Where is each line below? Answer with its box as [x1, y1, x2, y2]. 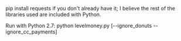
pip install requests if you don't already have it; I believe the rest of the [5, 5, 175, 12]
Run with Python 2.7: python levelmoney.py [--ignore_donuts [5, 23, 152, 29]
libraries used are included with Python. [5, 11, 101, 18]
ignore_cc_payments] [5, 28, 57, 35]
